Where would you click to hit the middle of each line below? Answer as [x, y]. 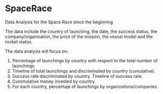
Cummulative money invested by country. [54, 81]
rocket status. [19, 41]
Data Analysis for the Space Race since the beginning [59, 22]
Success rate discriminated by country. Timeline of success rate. [77, 76]
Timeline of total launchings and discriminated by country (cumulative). [83, 71]
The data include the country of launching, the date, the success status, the [81, 31]
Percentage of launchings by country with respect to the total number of [85, 60]
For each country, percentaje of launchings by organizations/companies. [85, 86]
